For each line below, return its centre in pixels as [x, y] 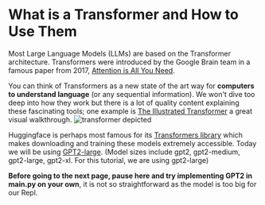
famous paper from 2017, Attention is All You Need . [92, 70]
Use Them [43, 31]
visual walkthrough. [40, 119]
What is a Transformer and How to [123, 15]
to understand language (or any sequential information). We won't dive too [132, 94]
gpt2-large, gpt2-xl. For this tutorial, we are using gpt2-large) [109, 160]
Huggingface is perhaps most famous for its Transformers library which [126, 135]
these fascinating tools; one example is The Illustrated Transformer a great [131, 111]
